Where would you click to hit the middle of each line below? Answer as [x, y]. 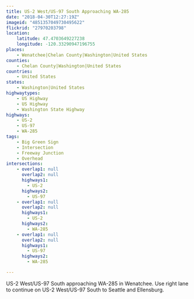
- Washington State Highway [51, 109]
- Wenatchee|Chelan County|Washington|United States [82, 55]
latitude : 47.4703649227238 [51, 39]
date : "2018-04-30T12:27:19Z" [43, 17]
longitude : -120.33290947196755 [56, 44]
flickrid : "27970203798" [36, 28]
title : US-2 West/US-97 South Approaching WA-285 [68, 11]
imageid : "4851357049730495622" [45, 22]
